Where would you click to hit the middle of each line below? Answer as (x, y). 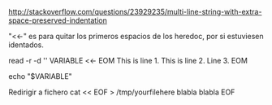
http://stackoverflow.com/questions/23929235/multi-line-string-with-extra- (135, 12)
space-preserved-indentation (58, 20)
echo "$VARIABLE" (41, 76)
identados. (26, 45)
